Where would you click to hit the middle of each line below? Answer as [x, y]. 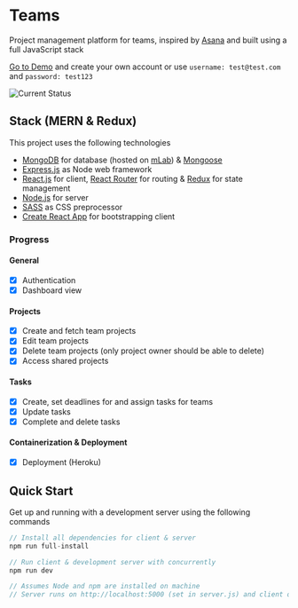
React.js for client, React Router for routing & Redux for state [133, 178]
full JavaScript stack [47, 49]
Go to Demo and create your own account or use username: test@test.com [145, 67]
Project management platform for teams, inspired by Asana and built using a [148, 40]
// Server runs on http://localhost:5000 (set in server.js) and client [146, 595]
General [24, 261]
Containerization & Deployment [68, 442]
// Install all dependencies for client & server [103, 538]
